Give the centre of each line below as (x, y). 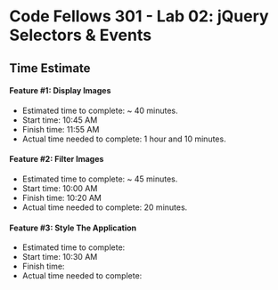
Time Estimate (50, 68)
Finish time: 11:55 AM (61, 129)
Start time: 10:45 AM (60, 120)
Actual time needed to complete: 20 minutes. (105, 207)
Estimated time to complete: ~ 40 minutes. (100, 110)
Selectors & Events (81, 35)
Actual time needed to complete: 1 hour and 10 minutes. (124, 139)
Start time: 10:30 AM (60, 257)
